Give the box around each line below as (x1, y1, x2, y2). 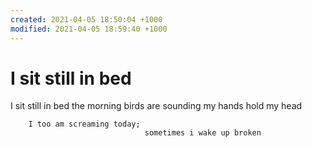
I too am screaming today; (28, 119, 141, 130)
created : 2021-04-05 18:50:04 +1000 (10, 14, 163, 25)
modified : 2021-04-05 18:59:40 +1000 (10, 24, 168, 34)
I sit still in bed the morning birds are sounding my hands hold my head (10, 100, 303, 112)
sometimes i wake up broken (144, 128, 262, 138)
